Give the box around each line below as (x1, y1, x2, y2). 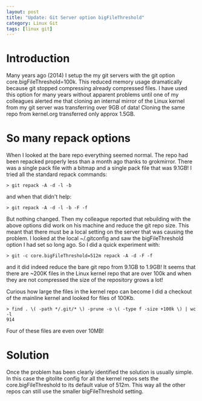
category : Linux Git (6, 20, 59, 26)
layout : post (6, 8, 39, 15)
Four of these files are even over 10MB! (6, 327, 104, 334)
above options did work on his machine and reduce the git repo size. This (6, 222, 189, 229)
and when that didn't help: (6, 193, 71, 200)
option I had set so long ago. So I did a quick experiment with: (6, 241, 160, 249)
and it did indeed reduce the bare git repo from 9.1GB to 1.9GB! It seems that (6, 264, 196, 271)
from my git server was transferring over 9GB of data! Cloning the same (6, 104, 186, 111)
